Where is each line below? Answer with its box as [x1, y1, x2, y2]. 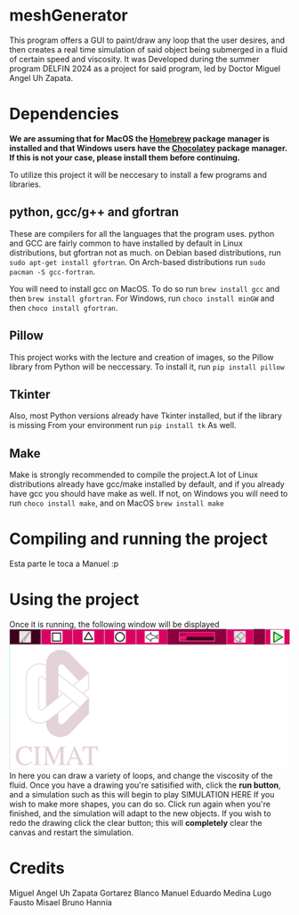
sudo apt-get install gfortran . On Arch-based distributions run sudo [9, 256, 266, 267]
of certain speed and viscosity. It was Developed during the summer [9, 53, 260, 64]
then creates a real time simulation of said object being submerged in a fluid [9, 44, 287, 54]
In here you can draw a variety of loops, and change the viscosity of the [9, 771, 273, 781]
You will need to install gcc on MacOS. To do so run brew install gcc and [9, 283, 280, 294]
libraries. [9, 179, 42, 190]
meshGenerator [9, 5, 128, 26]
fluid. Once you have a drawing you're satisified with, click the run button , [9, 780, 282, 790]
